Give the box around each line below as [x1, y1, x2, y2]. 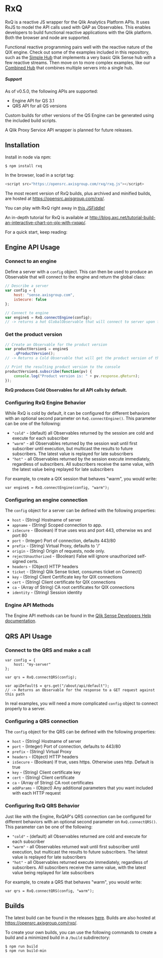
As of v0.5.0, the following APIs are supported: [5, 88, 98, 94]
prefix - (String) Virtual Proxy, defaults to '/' [12, 543, 100, 549]
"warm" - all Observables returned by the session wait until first [12, 440, 137, 446]
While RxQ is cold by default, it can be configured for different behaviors [5, 410, 150, 416]
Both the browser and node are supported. [5, 35, 91, 40]
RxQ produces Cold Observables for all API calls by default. [5, 387, 127, 393]
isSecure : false [14, 297, 47, 302]
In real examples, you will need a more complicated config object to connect [5, 700, 158, 706]
